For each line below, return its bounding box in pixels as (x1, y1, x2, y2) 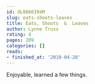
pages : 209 (6, 37, 34, 43)
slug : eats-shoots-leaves (6, 15, 72, 21)
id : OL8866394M (6, 9, 45, 15)
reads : (6, 49, 23, 55)
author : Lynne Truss (6, 26, 59, 32)
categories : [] (6, 43, 45, 49)
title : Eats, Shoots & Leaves (6, 20, 89, 26)
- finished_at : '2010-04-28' (6, 54, 81, 60)
